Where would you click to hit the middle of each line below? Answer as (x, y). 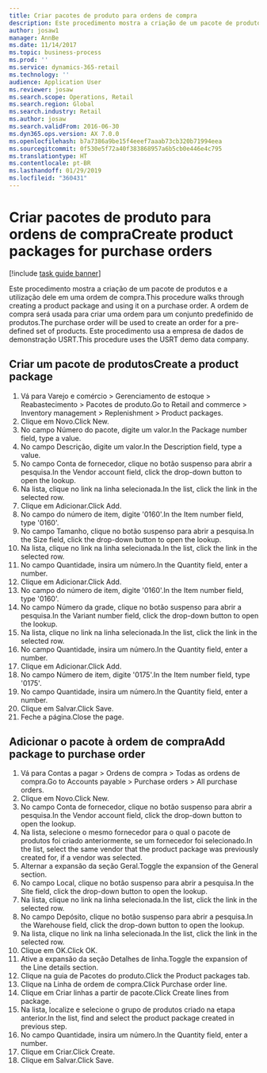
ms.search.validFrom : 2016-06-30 (64, 126)
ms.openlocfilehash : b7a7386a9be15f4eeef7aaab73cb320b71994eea (116, 141)
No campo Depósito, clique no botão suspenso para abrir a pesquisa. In (137, 917)
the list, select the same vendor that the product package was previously (139, 849)
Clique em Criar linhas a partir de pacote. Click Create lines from (124, 993)
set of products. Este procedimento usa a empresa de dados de (140, 331)
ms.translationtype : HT (48, 156)
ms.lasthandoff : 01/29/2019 (55, 171)
